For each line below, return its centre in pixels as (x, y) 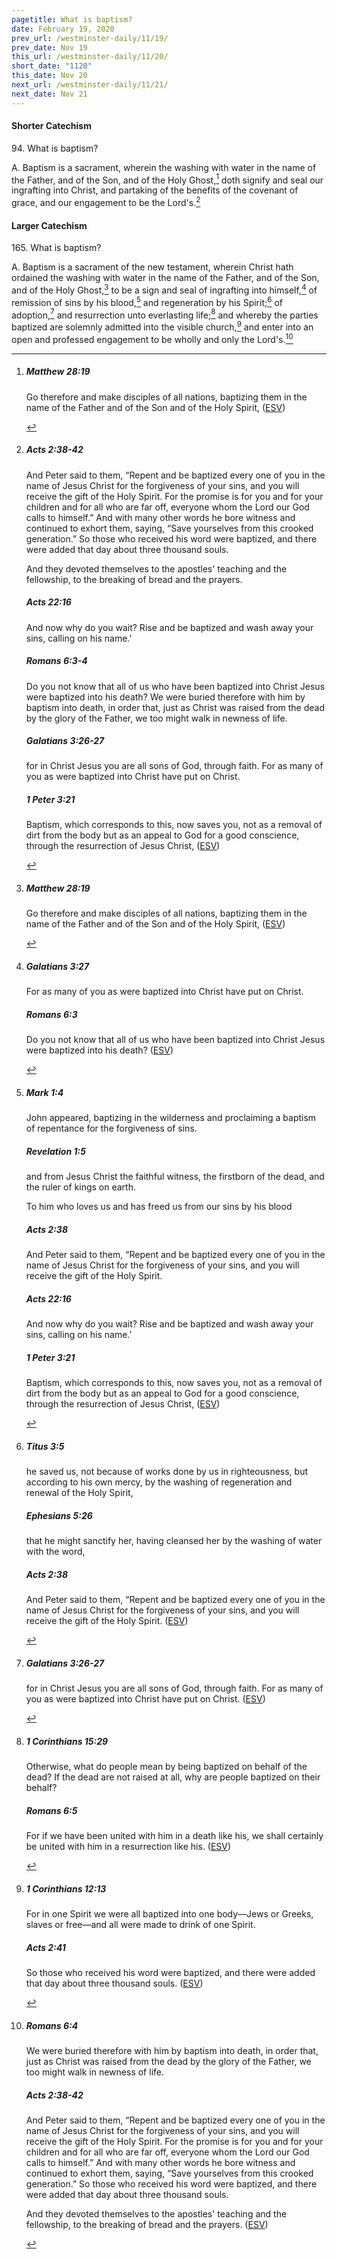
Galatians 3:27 (57, 966)
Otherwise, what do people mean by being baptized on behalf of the (166, 1767)
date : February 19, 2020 (63, 29)
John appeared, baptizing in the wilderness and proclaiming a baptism (171, 1118)
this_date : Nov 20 (49, 76)
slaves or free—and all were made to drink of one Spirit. (140, 1924)
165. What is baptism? (56, 248)
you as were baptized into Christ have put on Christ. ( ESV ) (145, 1699)
